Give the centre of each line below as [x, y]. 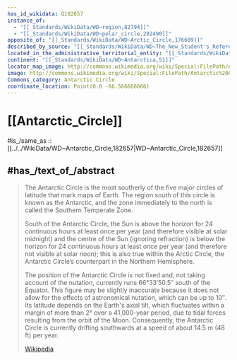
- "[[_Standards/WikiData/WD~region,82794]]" [82, 27]
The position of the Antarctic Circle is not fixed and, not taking [115, 275]
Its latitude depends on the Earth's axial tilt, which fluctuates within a [124, 305]
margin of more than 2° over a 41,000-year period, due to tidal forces [125, 313]
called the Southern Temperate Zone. [79, 210]
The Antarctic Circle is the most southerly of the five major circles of [124, 187]
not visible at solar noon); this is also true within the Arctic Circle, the [124, 254]
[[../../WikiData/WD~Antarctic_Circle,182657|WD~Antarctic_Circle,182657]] [115, 149]
